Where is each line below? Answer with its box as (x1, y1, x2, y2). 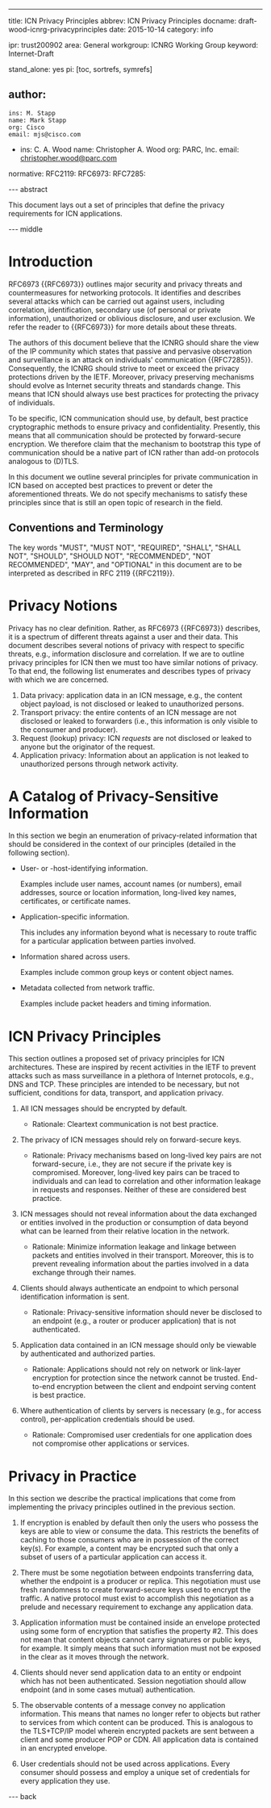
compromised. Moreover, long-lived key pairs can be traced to (31, 1168, 240, 1178)
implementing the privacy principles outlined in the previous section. (8, 1502, 236, 1512)
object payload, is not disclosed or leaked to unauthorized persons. (19, 699, 244, 709)
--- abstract (8, 184, 48, 194)
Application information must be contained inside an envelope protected (19, 1618, 261, 1627)
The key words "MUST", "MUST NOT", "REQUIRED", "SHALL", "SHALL (8, 542, 242, 552)
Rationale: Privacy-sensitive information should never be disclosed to (31, 1308, 262, 1317)
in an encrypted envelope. (19, 1743, 107, 1753)
